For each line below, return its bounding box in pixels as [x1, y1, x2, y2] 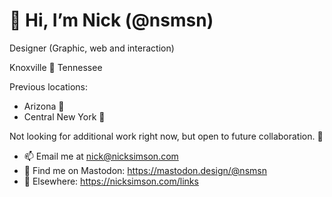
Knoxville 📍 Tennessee [9, 61, 103, 73]
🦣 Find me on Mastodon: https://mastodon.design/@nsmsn [23, 164, 267, 176]
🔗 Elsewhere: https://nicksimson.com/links [23, 175, 199, 187]
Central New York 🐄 [23, 110, 106, 123]
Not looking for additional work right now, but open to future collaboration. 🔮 [9, 130, 324, 142]
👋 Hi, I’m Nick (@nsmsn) [9, 9, 214, 32]
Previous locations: [9, 80, 88, 93]
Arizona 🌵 [23, 100, 65, 112]
